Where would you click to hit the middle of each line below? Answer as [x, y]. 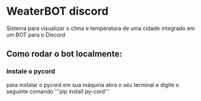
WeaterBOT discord [57, 11]
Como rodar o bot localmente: [64, 54]
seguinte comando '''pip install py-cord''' [58, 91]
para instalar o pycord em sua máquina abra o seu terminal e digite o [93, 84]
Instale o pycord [31, 72]
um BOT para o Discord [36, 34]
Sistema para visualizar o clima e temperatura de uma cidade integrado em [101, 28]
